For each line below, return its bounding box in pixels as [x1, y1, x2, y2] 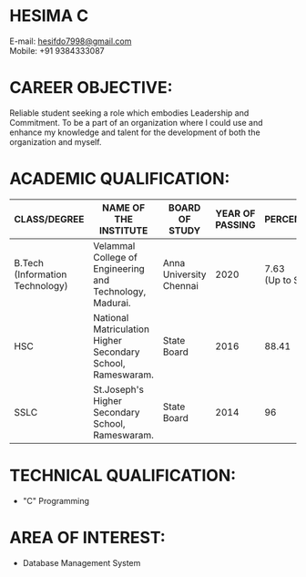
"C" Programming [22, 495, 89, 506]
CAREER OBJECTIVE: [9, 77, 173, 98]
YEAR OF [215, 207, 256, 220]
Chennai [162, 279, 199, 292]
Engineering [92, 262, 146, 274]
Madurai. [92, 296, 131, 309]
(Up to [263, 273, 291, 286]
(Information [14, 268, 67, 281]
